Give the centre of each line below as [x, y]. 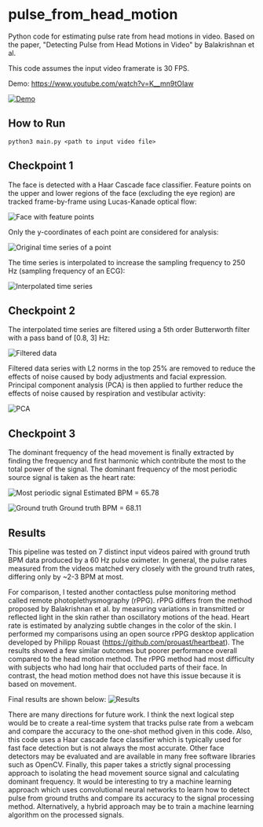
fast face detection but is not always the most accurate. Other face [116, 748]
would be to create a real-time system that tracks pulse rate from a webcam [131, 723]
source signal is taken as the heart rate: [72, 478]
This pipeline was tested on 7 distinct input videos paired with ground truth [129, 552]
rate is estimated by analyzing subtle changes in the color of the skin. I [122, 626]
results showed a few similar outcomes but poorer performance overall [123, 650]
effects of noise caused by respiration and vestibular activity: [107, 393]
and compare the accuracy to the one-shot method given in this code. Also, [130, 731]
